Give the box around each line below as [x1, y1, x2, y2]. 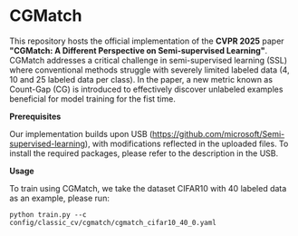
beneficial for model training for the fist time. [9, 93, 177, 104]
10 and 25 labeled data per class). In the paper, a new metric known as [9, 74, 274, 84]
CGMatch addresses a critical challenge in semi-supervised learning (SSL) [9, 54, 288, 65]
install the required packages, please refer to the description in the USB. [9, 147, 279, 159]
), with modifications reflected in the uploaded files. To [84, 138, 289, 149]
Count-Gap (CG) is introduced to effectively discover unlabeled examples [9, 84, 284, 94]
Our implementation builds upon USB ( [9, 128, 153, 139]
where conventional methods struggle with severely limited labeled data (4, [9, 64, 290, 75]
